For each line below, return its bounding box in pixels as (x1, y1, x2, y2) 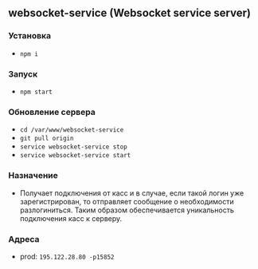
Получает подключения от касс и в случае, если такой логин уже (19, 188, 244, 198)
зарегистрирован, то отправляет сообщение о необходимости (19, 196, 234, 206)
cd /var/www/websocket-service (19, 126, 124, 134)
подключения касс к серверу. (19, 213, 123, 223)
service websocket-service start (19, 152, 131, 160)
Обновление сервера (8, 106, 96, 117)
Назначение (8, 170, 58, 181)
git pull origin (19, 135, 74, 143)
